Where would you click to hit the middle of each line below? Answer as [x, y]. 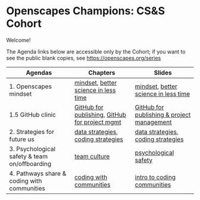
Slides [163, 73]
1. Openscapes [31, 86]
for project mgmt [98, 122]
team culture [92, 156]
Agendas [39, 73]
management [153, 122]
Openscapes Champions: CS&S [86, 11]
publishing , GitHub [100, 114]
